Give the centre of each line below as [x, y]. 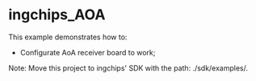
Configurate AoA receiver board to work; [88, 52]
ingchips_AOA [57, 15]
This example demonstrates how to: [68, 37]
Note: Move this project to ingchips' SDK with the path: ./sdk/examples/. [128, 68]
